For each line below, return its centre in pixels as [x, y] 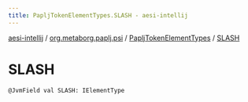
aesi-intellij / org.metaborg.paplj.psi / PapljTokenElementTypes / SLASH [124, 38]
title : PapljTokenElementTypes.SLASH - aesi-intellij [98, 15]
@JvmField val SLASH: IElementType [67, 90]
